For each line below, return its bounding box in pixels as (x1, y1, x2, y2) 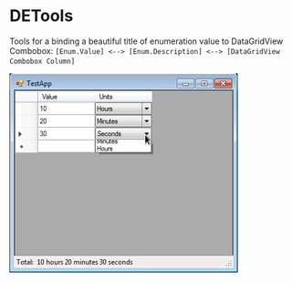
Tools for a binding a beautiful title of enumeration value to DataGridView (9, 36, 284, 47)
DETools (9, 5, 74, 26)
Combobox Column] (9, 57, 76, 66)
